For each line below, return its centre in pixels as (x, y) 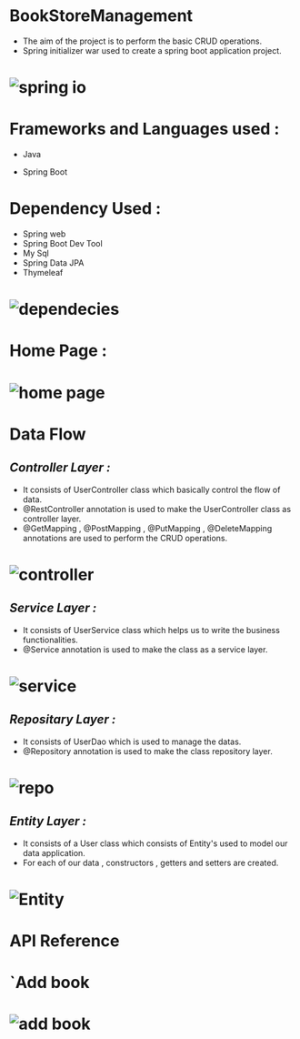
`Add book (50, 983)
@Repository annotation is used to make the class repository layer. (147, 751)
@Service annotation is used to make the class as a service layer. (145, 649)
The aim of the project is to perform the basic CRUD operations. (142, 41)
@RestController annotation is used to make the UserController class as (157, 509)
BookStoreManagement (101, 16)
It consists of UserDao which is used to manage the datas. (132, 741)
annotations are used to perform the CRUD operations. (125, 538)
